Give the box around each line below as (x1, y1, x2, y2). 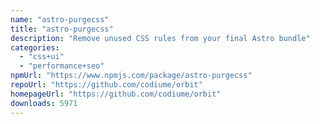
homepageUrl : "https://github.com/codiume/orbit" (10, 89, 222, 99)
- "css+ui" (19, 52, 65, 62)
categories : (10, 42, 60, 53)
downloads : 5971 (10, 98, 78, 108)
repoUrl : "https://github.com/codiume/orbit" (10, 80, 203, 90)
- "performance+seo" (19, 61, 105, 71)
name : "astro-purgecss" (10, 14, 110, 25)
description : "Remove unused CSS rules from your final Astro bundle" (10, 33, 311, 43)
